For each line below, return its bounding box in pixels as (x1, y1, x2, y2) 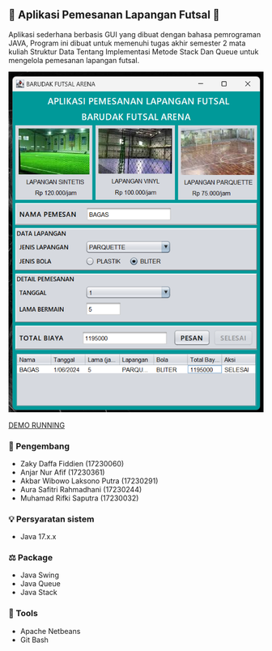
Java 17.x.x (19, 532, 57, 542)
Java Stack (19, 588, 58, 598)
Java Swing (19, 570, 59, 580)
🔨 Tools (8, 608, 38, 619)
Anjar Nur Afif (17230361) (19, 467, 105, 477)
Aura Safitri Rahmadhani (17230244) (19, 484, 142, 494)
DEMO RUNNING (8, 420, 66, 430)
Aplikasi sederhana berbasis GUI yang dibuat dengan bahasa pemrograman (8, 29, 261, 39)
